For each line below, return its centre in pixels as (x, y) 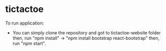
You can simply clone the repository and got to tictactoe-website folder (87, 32)
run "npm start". (29, 43)
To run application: (25, 23)
